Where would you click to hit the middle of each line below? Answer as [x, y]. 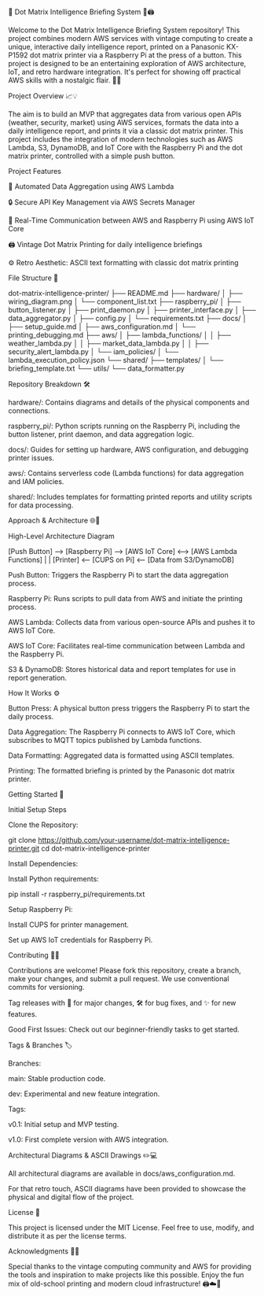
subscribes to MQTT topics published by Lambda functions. [105, 740]
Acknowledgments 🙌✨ [44, 1251]
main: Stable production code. [57, 1078]
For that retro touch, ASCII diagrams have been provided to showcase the [127, 1189]
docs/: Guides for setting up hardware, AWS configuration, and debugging [128, 449]
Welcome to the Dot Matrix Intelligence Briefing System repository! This [124, 30]
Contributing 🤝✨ [34, 955]
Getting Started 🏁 [36, 794]
